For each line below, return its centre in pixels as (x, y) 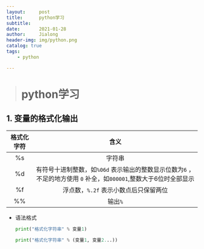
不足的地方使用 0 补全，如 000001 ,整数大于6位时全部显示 (115, 179)
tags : (13, 52)
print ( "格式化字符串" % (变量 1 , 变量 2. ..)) (66, 240)
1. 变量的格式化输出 (42, 119)
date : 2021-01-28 (36, 29)
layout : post (28, 12)
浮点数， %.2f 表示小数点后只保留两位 (115, 190)
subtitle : (19, 23)
